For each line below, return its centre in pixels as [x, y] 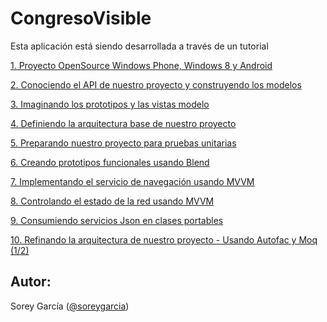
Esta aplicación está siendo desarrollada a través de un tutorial [139, 46]
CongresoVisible [81, 18]
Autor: [31, 282]
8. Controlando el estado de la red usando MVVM [112, 201]
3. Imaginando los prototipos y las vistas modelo [110, 104]
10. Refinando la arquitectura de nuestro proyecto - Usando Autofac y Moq [164, 239]
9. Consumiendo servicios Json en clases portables [117, 220]
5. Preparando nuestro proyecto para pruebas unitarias [123, 143]
